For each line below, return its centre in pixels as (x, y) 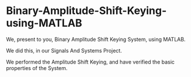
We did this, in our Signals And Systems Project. (64, 50)
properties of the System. (37, 68)
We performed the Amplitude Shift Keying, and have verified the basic (90, 62)
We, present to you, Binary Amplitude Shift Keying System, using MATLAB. (96, 39)
